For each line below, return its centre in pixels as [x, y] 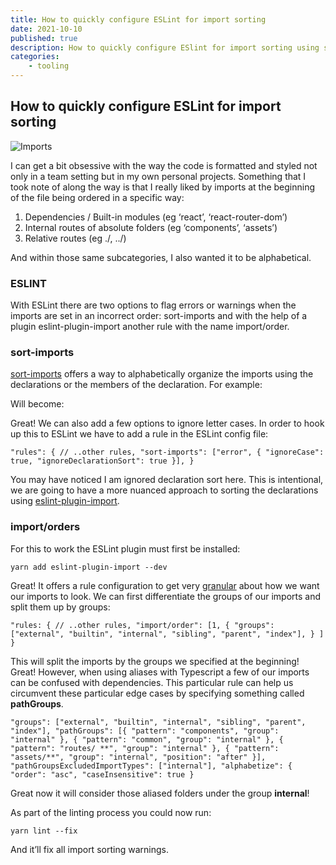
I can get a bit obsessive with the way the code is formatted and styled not [164, 165]
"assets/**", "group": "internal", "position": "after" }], [138, 757]
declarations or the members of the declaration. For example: [136, 385]
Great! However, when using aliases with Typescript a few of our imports [160, 672]
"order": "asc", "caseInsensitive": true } [102, 774]
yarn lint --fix [44, 831]
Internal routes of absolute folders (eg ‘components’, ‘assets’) [151, 227]
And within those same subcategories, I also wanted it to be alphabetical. [161, 257]
